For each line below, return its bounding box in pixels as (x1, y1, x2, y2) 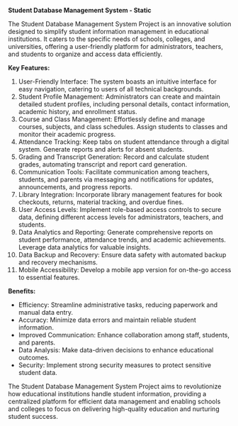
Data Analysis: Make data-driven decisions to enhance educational (18, 346, 214, 354)
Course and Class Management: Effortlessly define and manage (18, 115, 205, 123)
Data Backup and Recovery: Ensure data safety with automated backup (18, 251, 227, 259)
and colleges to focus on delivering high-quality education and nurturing (8, 405, 220, 413)
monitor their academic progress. (18, 130, 116, 138)
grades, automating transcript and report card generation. (18, 160, 188, 169)
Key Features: (8, 64, 50, 72)
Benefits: (8, 287, 36, 295)
